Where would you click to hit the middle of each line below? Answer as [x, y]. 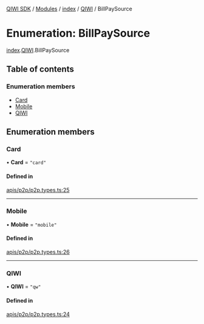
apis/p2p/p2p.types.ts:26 [38, 252]
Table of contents [40, 69]
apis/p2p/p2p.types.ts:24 [38, 314]
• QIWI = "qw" [24, 287]
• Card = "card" [26, 162]
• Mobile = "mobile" [32, 224]
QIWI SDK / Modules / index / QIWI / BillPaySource [69, 9]
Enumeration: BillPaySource [78, 33]
